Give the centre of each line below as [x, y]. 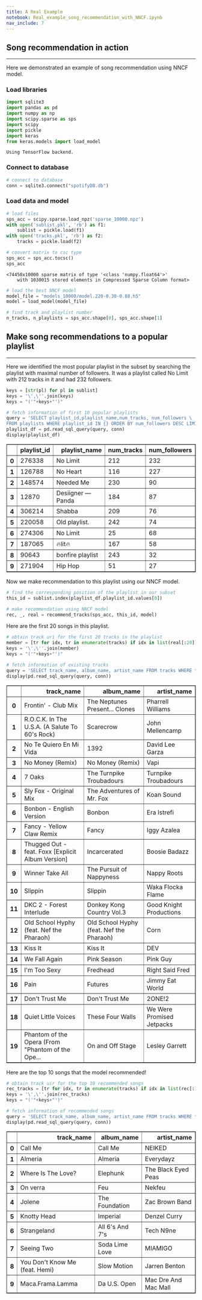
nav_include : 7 [25, 23]
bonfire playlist [77, 554]
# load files [23, 214]
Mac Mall [158, 1287]
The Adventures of [113, 791]
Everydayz [160, 1159]
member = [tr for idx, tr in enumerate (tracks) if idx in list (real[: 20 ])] [103, 643]
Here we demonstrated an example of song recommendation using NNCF [97, 68]
